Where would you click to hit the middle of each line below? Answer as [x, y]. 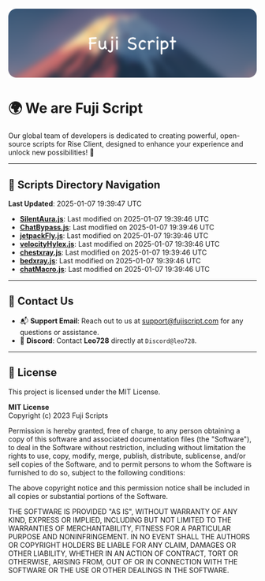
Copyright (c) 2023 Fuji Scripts [58, 415]
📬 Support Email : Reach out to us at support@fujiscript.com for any [131, 321]
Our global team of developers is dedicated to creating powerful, [113, 136]
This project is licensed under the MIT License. [84, 392]
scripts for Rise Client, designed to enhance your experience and [138, 144]
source [20, 144]
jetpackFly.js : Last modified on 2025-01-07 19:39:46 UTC [114, 236]
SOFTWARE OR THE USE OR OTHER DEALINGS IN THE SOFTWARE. [119, 570]
